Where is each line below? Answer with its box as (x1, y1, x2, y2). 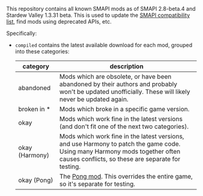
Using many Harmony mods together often (59, 148, 181, 155)
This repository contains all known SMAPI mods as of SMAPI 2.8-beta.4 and (6, 5, 196, 12)
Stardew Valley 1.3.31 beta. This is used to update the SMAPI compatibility (6, 11, 190, 19)
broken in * (18, 105, 51, 113)
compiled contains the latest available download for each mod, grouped (14, 42, 193, 48)
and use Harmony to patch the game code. (59, 140, 181, 148)
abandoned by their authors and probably (59, 80, 178, 88)
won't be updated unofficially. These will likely (59, 88, 190, 96)
